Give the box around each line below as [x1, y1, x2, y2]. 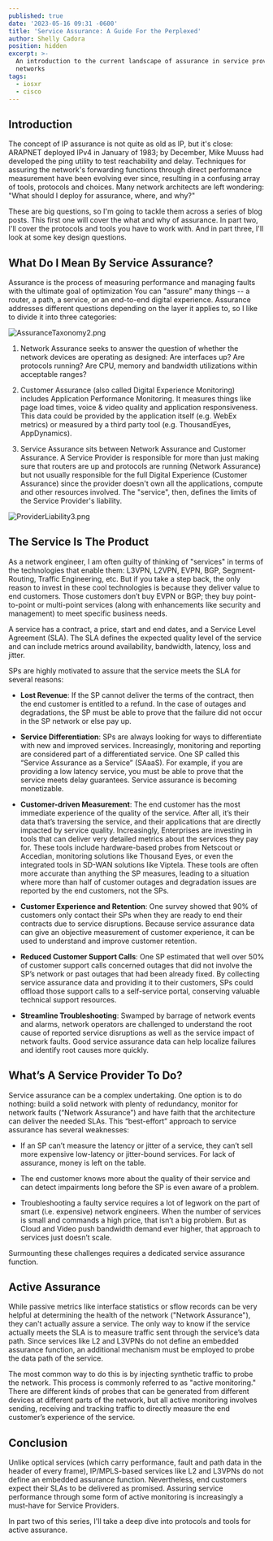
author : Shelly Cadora [8, 34, 85, 43]
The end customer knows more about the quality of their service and [19, 1173, 250, 1183]
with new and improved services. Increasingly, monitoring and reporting [19, 740, 262, 750]
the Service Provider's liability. [19, 496, 123, 505]
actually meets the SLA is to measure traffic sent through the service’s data [8, 1327, 260, 1337]
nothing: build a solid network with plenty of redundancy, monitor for [8, 1098, 238, 1109]
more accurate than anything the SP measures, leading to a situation [19, 868, 249, 878]
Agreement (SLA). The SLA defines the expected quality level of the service [8, 633, 262, 643]
